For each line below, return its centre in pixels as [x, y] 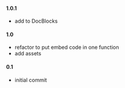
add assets [28, 54]
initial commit [31, 80]
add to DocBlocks [36, 21]
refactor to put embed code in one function [67, 47]
